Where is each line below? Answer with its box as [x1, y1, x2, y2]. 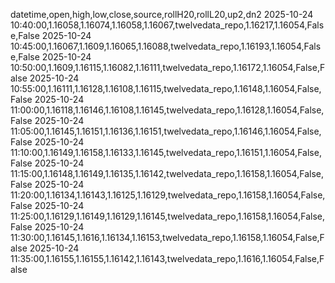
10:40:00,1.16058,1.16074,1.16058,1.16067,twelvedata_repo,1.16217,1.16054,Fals [10, 19, 325, 31]
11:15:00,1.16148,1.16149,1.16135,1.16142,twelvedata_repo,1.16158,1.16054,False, [10, 168, 324, 179]
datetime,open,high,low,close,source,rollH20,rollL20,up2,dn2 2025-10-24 [10, 9, 314, 20]
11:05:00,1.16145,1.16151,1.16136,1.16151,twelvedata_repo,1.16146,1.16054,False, [10, 125, 322, 137]
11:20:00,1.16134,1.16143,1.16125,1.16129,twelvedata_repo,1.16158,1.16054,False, [10, 189, 326, 201]
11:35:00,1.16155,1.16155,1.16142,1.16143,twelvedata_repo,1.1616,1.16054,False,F [10, 253, 325, 264]
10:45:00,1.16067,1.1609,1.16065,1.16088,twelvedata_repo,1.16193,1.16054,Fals [10, 40, 322, 52]
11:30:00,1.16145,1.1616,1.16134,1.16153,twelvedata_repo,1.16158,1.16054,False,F [10, 232, 325, 243]
